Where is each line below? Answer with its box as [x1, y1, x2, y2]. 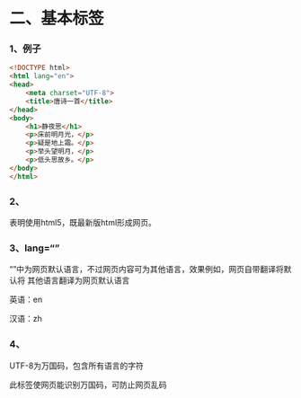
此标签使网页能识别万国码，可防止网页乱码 [9, 379, 167, 390]
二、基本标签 [9, 8, 105, 29]
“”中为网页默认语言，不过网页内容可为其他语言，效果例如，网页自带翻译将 [9, 264, 285, 275]
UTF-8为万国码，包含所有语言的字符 [9, 360, 144, 371]
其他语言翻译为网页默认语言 [26, 275, 130, 286]
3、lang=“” [9, 242, 60, 254]
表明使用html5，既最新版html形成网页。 [9, 217, 157, 228]
